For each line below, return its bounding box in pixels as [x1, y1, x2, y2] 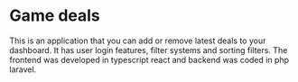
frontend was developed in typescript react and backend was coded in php [9, 54, 290, 65]
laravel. [9, 64, 37, 75]
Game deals [9, 5, 101, 26]
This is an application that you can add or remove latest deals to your [9, 35, 266, 46]
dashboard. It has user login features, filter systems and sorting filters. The [9, 44, 288, 55]
